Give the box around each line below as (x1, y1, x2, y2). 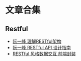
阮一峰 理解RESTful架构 (12, 38, 61, 44)
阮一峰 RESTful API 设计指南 (12, 45, 71, 50)
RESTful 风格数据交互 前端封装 (12, 51, 76, 57)
